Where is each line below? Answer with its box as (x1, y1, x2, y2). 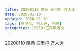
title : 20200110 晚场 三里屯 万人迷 (5, 7, 75, 12)
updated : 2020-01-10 (5, 16, 48, 21)
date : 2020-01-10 (5, 12, 41, 17)
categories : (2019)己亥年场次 (5, 26, 64, 31)
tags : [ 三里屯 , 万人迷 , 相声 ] (5, 21, 62, 26)
